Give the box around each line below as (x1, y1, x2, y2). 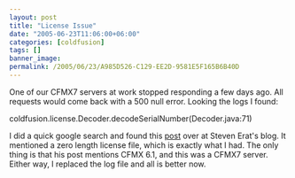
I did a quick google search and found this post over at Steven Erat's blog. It (9, 130, 286, 141)
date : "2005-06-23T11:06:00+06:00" (9, 29, 141, 38)
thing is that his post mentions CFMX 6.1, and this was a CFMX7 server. (9, 149, 268, 159)
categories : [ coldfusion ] (9, 37, 105, 47)
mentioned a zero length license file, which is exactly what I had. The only (9, 139, 279, 151)
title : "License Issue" (9, 21, 97, 30)
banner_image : (9, 54, 62, 63)
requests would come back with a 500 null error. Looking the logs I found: (9, 96, 279, 106)
